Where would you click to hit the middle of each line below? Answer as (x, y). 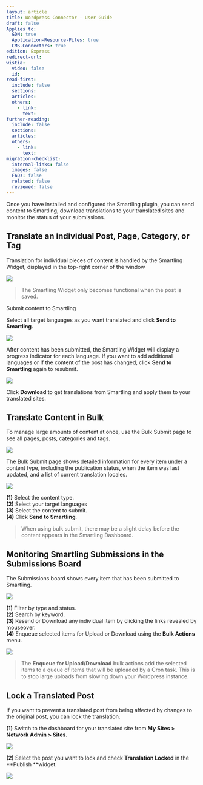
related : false (31, 182)
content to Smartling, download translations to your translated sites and (95, 211)
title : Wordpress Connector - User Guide (59, 18)
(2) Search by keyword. (36, 614)
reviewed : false (32, 187)
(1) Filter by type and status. (41, 608)
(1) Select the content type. (40, 498)
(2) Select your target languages (47, 504)
